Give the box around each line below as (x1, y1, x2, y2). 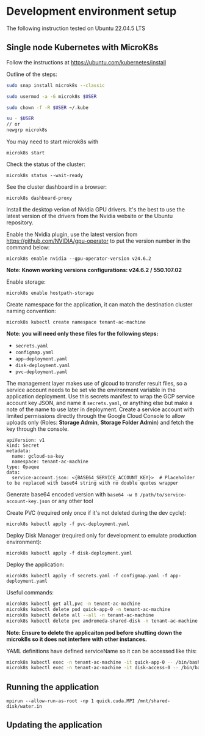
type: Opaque (6, 464, 40, 470)
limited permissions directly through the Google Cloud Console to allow (6, 412, 185, 419)
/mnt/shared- (137, 698, 171, 704)
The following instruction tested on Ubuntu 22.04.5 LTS (6, 25, 145, 32)
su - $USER (6, 115, 34, 122)
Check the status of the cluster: (6, 161, 85, 168)
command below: (6, 244, 50, 251)
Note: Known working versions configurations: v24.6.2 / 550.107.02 (6, 267, 182, 273)
